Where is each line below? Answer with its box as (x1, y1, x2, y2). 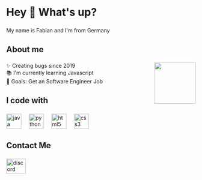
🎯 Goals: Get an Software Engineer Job (6, 78, 103, 85)
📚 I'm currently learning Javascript (6, 69, 94, 77)
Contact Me (6, 140, 51, 151)
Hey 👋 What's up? (6, 5, 97, 19)
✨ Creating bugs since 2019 (6, 62, 76, 70)
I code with (6, 95, 49, 106)
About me (6, 44, 44, 55)
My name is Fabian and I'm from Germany (6, 27, 110, 34)
